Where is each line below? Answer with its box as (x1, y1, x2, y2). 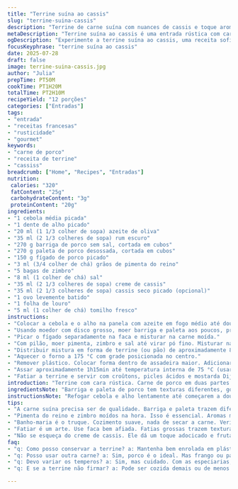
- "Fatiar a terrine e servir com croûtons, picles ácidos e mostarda (7, 373, 220, 380)
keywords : (7, 142, 37, 150)
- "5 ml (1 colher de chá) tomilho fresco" (7, 307, 138, 314)
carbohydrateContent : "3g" (10, 195, 91, 202)
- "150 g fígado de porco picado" (7, 254, 110, 262)
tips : (7, 399, 23, 406)
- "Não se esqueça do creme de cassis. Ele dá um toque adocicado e (7, 432, 214, 439)
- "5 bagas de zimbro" (7, 267, 74, 274)
